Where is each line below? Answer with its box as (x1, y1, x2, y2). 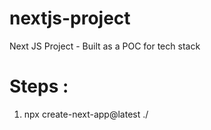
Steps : (9, 75, 69, 98)
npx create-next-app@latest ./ (23, 108, 149, 120)
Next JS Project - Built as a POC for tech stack (9, 40, 201, 52)
